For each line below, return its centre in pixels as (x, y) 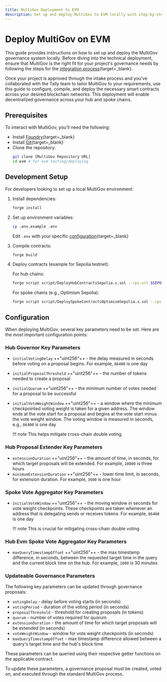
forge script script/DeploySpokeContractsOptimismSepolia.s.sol (80, 302)
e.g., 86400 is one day (34, 425)
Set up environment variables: (43, 217)
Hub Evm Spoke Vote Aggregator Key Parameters (66, 541)
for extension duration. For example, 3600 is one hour (67, 479)
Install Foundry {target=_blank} (43, 137)
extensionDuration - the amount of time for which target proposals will (84, 623)
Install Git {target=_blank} (38, 142)
